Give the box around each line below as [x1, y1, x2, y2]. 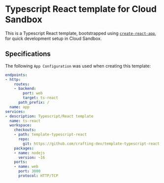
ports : [14, 159, 28, 165]
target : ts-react [23, 95, 58, 101]
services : [5, 109, 26, 114]
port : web [23, 91, 43, 96]
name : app [9, 105, 30, 110]
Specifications [5, 50, 51, 58]
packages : [14, 146, 34, 151]
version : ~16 [18, 155, 45, 160]
